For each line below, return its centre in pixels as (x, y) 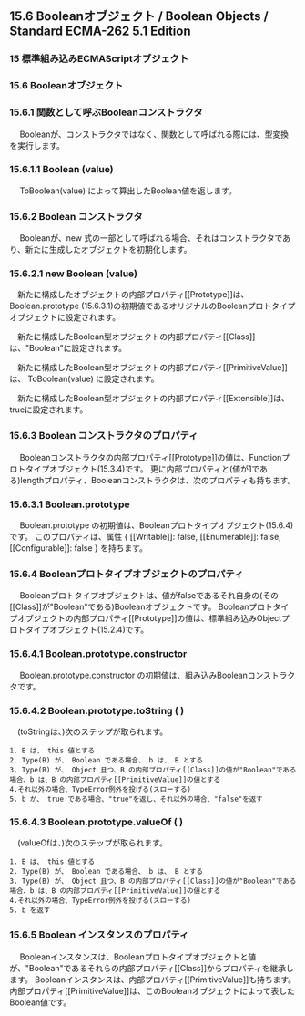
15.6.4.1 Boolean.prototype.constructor (98, 654)
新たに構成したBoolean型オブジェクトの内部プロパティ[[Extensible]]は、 (153, 399)
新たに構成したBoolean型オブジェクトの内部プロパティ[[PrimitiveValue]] (152, 368)
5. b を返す (30, 910)
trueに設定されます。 (49, 410)
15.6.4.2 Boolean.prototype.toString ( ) (97, 710)
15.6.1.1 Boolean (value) (61, 170)
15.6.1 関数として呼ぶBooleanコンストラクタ (106, 112)
